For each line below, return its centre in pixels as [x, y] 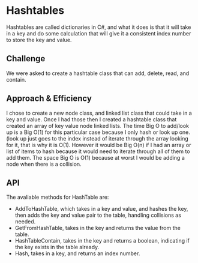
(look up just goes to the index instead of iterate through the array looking [97, 138]
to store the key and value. [39, 40]
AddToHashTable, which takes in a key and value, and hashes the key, [101, 209]
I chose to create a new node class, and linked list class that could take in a [99, 113]
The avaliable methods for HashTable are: [58, 197]
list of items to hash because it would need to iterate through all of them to [98, 151]
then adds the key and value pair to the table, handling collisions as [98, 215]
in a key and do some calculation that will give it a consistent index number [99, 33]
